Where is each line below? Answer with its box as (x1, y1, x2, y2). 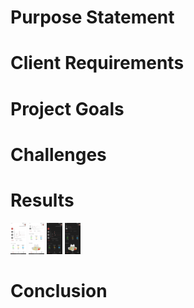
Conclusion (10, 279, 108, 302)
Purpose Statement (10, 6, 175, 29)
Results (10, 189, 75, 211)
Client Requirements (10, 52, 185, 75)
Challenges (10, 143, 107, 166)
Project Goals (10, 97, 125, 120)
